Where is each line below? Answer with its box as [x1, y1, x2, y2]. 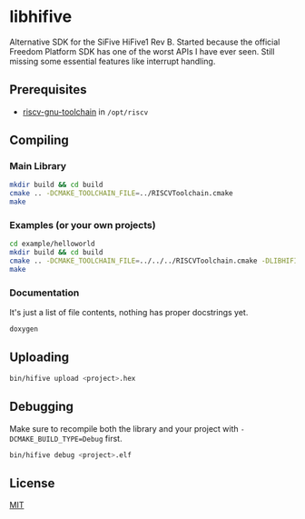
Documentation [9, 286, 80, 299]
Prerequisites [9, 82, 87, 97]
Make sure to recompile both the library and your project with [9, 423, 239, 434]
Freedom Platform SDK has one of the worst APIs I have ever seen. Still [9, 45, 275, 56]
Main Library [9, 160, 66, 173]
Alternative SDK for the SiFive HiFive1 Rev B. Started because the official [9, 36, 280, 47]
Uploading [9, 350, 70, 365]
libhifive [9, 6, 73, 27]
